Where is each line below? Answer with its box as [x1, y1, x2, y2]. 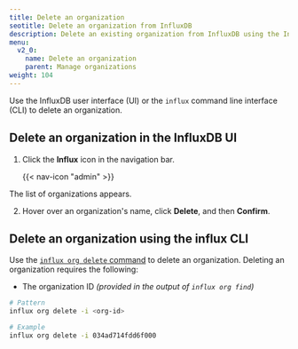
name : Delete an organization [25, 54, 137, 63]
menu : [9, 37, 29, 47]
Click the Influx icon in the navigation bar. [21, 154, 175, 164]
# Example [9, 323, 46, 332]
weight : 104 [9, 71, 53, 80]
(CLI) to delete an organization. [9, 104, 122, 115]
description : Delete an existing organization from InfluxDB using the [9, 29, 279, 38]
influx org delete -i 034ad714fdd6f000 [9, 331, 157, 340]
